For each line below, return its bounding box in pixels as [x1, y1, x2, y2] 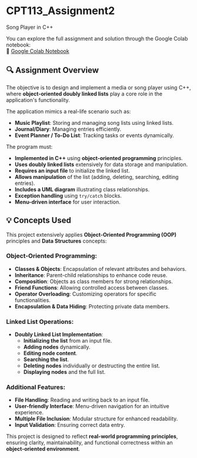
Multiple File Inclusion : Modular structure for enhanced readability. [14, 415, 178, 422]
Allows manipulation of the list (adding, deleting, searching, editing [14, 173, 179, 180]
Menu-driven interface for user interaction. [14, 198, 121, 205]
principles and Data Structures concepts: [6, 237, 107, 244]
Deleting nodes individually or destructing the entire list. [23, 362, 161, 369]
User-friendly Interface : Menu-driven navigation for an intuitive [14, 403, 169, 410]
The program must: [6, 143, 53, 150]
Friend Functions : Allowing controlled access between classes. [14, 284, 169, 291]
